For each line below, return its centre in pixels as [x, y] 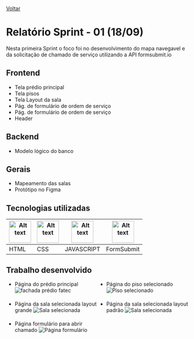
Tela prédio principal [39, 87]
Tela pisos [27, 93]
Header [24, 118]
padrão [115, 310]
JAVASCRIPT [83, 249]
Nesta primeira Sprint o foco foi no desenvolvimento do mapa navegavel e [96, 48]
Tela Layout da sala [38, 100]
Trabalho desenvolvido [49, 270]
